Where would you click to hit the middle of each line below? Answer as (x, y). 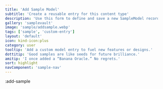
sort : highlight (21, 63)
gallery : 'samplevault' (29, 23)
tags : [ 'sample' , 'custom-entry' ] (40, 32)
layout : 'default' (24, 37)
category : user (20, 45)
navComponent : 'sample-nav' (33, 68)
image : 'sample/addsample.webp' (38, 27)
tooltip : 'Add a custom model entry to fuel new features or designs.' (79, 50)
